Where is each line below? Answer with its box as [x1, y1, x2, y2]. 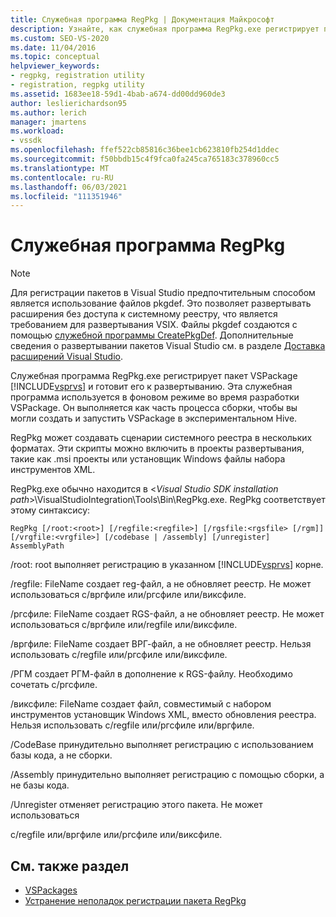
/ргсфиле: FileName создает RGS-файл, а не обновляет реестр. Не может [10, 608, 325, 620]
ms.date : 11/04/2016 [10, 42, 97, 53]
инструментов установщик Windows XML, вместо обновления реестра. [10, 709, 317, 721]
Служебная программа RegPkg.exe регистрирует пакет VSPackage [10, 370, 298, 382]
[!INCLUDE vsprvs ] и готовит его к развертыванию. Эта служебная [10, 381, 293, 393]
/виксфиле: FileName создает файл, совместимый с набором [10, 698, 272, 710]
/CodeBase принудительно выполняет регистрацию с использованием [10, 739, 314, 751]
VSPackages [24, 884, 78, 896]
